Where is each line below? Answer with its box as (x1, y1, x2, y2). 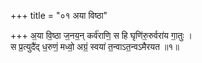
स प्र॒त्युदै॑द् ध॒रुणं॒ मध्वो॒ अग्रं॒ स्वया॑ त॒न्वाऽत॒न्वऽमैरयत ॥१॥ (10, 41, 180, 52)
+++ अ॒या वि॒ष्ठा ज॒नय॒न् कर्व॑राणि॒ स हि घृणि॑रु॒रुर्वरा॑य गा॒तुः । (10, 30, 193, 41)
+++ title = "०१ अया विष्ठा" (10, 10, 108, 21)
